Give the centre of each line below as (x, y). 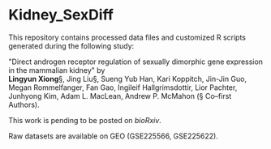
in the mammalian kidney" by (57, 70)
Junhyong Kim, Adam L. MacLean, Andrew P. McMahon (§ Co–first (120, 96)
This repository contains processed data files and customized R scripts (127, 37)
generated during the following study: (71, 45)
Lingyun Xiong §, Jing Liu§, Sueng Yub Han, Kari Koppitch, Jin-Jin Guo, (128, 79)
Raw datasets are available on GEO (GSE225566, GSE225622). (114, 136)
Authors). (24, 104)
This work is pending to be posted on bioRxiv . (85, 120)
